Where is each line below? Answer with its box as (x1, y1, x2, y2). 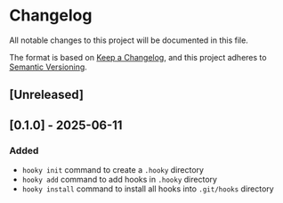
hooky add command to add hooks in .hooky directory (21, 175, 218, 185)
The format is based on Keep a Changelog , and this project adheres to (9, 52, 267, 62)
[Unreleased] (9, 87, 85, 102)
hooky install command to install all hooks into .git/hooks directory (21, 183, 274, 194)
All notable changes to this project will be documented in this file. (9, 35, 249, 45)
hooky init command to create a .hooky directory (21, 165, 205, 175)
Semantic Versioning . (9, 61, 87, 72)
